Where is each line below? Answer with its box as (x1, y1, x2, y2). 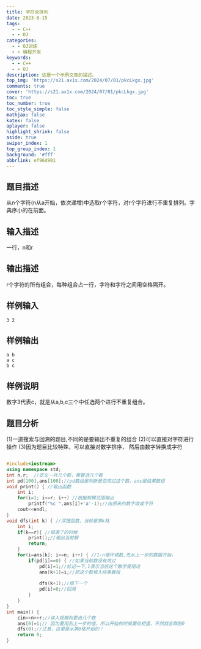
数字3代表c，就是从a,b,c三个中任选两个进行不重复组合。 (6, 398, 148, 405)
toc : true (6, 94, 32, 101)
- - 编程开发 (12, 49, 42, 55)
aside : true (6, 134, 37, 141)
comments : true (6, 83, 45, 90)
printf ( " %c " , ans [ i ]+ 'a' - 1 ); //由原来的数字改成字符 (28, 501, 153, 507)
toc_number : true (6, 100, 51, 106)
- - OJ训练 (12, 44, 38, 50)
